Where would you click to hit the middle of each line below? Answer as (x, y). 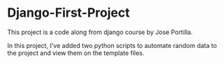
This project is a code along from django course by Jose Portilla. (100, 32)
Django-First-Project (69, 13)
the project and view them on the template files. (76, 53)
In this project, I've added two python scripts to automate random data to (112, 45)
